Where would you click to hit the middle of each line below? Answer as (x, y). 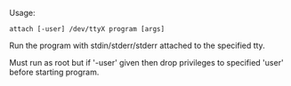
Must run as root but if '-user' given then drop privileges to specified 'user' (146, 63)
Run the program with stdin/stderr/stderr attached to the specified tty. (137, 45)
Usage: (22, 13)
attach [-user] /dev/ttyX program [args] (87, 29)
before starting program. (54, 72)
